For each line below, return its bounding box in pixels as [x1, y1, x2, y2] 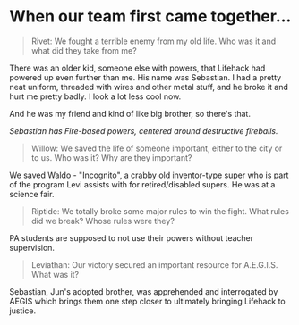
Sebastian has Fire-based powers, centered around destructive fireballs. [9, 125, 278, 136]
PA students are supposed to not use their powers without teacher [9, 232, 254, 243]
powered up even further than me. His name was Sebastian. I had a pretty [9, 71, 282, 82]
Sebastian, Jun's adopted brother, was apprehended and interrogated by [9, 286, 278, 296]
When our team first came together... [9, 6, 292, 27]
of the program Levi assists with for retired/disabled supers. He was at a [9, 179, 276, 189]
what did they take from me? [30, 45, 137, 55]
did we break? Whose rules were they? [30, 215, 175, 226]
